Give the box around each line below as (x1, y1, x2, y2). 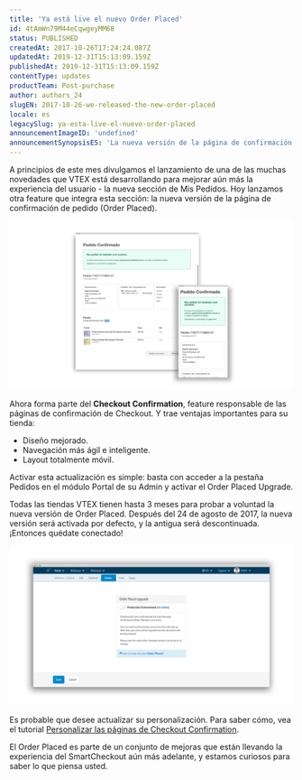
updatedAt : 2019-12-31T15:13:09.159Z (9, 52, 151, 62)
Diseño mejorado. (22, 435, 88, 446)
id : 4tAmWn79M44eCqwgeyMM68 (9, 23, 115, 33)
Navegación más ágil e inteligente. (22, 445, 151, 456)
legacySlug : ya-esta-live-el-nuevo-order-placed (9, 119, 196, 128)
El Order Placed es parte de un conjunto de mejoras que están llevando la (9, 741, 283, 752)
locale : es (9, 109, 50, 119)
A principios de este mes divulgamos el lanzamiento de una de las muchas (9, 164, 287, 175)
